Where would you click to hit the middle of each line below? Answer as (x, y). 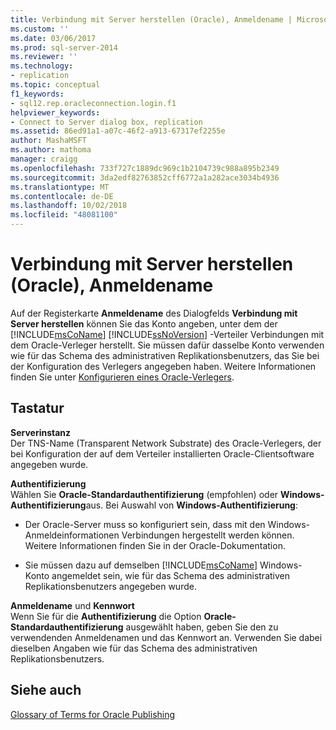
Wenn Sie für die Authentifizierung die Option (106, 616)
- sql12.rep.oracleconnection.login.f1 (93, 103)
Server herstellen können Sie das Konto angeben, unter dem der (144, 323)
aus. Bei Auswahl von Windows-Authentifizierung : (192, 505)
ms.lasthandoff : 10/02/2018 (69, 206)
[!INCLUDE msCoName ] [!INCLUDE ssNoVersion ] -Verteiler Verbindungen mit (167, 334)
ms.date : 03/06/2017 (53, 38)
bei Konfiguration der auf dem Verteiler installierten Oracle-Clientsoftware (162, 453)
